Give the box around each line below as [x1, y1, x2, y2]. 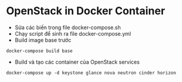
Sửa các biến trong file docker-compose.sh [14, 24, 121, 31]
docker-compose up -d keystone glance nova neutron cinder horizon [6, 70, 177, 75]
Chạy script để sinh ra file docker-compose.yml [14, 30, 132, 37]
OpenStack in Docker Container [6, 4, 165, 18]
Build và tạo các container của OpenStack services [14, 58, 140, 65]
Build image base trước [14, 36, 72, 43]
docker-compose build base [6, 48, 73, 54]
